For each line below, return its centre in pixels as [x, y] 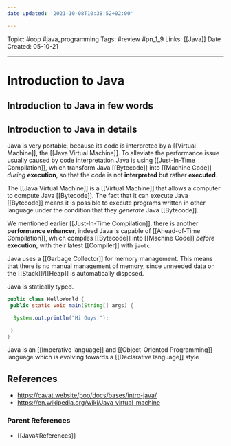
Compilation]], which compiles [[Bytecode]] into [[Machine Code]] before [111, 238]
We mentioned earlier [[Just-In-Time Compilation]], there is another [103, 223]
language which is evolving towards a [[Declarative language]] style [103, 357]
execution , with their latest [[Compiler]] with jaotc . [79, 245]
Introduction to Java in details [72, 129]
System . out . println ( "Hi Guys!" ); [61, 318]
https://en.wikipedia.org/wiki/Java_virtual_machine [88, 403]
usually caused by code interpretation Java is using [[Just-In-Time [101, 160]
